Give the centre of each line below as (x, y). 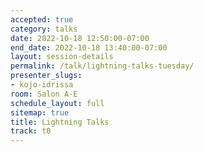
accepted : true (42, 19)
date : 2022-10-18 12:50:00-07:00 (80, 38)
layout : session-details (62, 57)
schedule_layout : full (57, 103)
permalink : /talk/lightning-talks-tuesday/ (102, 66)
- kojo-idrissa (42, 85)
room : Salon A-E (44, 94)
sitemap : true (40, 112)
